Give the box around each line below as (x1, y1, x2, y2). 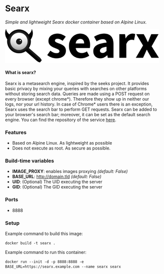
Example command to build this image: (5, 231, 83, 236)
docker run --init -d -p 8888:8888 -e (5, 259, 84, 264)
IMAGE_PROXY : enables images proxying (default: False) (12, 169, 128, 174)
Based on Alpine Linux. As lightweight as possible (12, 140, 112, 146)
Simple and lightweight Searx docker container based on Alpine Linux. (5, 19, 147, 25)
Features (5, 129, 27, 136)
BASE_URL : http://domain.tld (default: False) (12, 174, 102, 180)
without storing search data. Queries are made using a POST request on (5, 91, 150, 97)
